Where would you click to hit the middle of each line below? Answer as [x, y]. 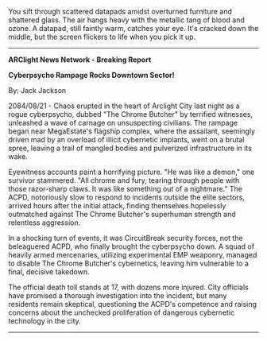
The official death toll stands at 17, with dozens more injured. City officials [128, 287]
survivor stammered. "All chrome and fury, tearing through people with [124, 180]
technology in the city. [44, 321]
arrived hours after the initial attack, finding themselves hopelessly [117, 205]
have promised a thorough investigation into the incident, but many [118, 296]
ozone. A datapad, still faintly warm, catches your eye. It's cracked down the [133, 28]
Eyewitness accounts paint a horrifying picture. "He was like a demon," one [132, 172]
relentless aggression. [44, 223]
